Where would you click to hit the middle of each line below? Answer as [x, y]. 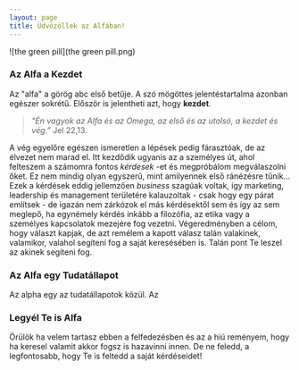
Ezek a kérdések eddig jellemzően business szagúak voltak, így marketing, [146, 185]
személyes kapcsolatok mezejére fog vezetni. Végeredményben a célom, [144, 223]
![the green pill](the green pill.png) [72, 51]
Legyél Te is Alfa [46, 318]
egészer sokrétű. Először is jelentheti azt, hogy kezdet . [110, 103]
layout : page [33, 17]
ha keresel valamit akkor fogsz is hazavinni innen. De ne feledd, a [129, 347]
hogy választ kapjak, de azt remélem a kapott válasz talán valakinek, [135, 232]
